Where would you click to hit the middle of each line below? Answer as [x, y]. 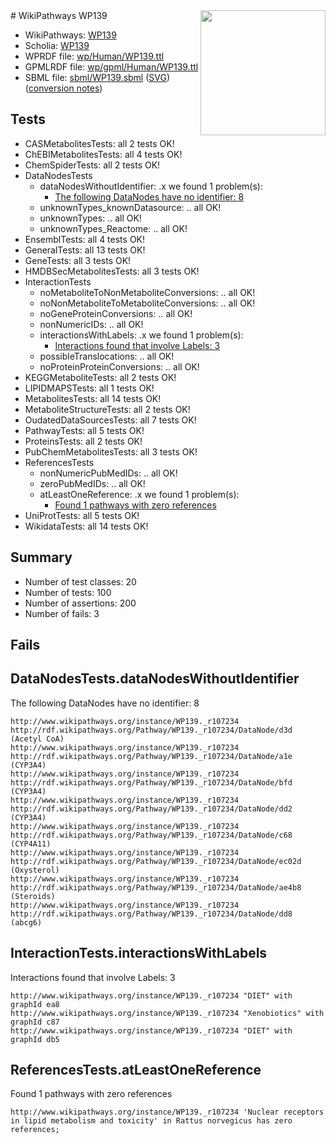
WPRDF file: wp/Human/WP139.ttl [94, 56]
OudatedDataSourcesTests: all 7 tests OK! [110, 420]
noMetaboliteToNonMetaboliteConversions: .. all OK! [147, 292]
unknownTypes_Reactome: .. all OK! [113, 228]
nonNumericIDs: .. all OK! [91, 324]
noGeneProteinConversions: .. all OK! [116, 313]
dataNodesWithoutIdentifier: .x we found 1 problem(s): [151, 186]
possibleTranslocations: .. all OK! [107, 356]
